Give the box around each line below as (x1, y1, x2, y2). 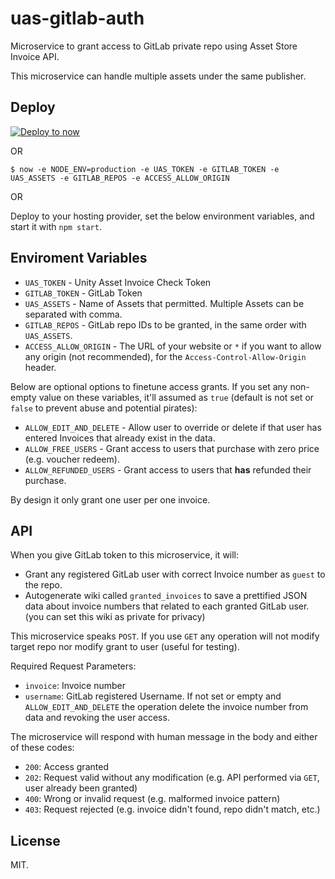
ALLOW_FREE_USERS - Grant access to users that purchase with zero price (24, 442, 320, 454)
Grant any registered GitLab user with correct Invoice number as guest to (24, 568, 326, 581)
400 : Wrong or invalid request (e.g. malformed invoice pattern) (24, 793, 281, 805)
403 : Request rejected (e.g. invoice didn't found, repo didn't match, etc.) (24, 803, 321, 816)
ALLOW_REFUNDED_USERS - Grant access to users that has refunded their (24, 463, 312, 476)
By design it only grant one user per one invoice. (10, 493, 211, 506)
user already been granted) (24, 782, 138, 794)
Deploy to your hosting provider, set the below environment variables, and (10, 210, 315, 222)
